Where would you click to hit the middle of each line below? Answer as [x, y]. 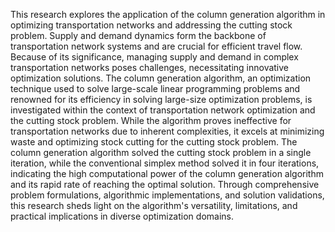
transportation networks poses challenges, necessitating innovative [150, 67]
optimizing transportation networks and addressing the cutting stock [151, 25]
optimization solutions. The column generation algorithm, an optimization [161, 78]
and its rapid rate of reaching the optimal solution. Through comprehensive [165, 184]
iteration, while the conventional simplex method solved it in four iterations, [165, 163]
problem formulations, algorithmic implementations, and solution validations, [167, 195]
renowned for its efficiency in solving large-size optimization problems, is [161, 99]
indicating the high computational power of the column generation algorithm [167, 173]
